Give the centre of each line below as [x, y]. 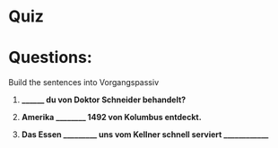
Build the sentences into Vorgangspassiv [83, 83]
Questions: [51, 58]
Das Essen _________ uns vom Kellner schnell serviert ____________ [145, 135]
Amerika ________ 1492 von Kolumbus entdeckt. [112, 118]
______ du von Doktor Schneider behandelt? [104, 100]
